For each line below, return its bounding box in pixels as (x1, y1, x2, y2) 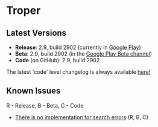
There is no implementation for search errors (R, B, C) (14, 113, 149, 121)
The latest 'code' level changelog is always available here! (6, 68, 151, 76)
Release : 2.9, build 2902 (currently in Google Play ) (14, 44, 142, 51)
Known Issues (6, 86, 61, 96)
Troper (6, 4, 41, 18)
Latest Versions (6, 28, 67, 38)
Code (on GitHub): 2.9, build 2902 (14, 57, 100, 63)
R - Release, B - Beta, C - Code (6, 102, 84, 109)
